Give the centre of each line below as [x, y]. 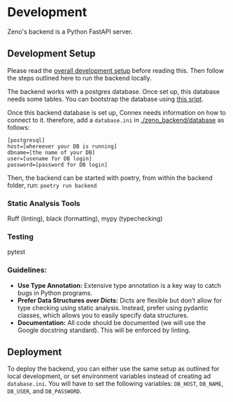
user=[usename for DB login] [50, 158]
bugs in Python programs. [55, 293]
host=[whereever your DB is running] [62, 146]
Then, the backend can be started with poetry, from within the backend [110, 178]
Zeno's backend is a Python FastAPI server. [70, 32]
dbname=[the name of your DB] [51, 152]
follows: [19, 127]
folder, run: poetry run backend [52, 185]
